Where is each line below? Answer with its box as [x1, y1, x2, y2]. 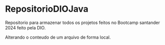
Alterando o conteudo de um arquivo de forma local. [5, 34, 111, 40]
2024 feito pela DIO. [5, 24, 46, 30]
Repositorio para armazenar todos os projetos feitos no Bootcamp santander [5, 20, 160, 25]
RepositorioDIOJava [5, 3, 88, 15]
